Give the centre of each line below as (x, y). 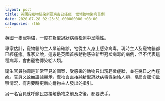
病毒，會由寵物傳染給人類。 (37, 61)
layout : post (18, 10)
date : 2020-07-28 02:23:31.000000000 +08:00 (51, 19)
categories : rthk (23, 23)
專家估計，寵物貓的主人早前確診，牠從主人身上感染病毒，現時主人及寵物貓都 (82, 48)
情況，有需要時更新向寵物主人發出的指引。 (52, 83)
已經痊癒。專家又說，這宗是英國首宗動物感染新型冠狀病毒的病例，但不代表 (80, 54)
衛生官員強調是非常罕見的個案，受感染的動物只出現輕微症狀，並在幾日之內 (80, 71)
